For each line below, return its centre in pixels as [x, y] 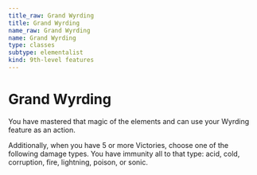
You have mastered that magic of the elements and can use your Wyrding [129, 121]
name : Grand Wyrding [43, 38]
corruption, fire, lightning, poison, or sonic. [78, 162]
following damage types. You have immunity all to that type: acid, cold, [124, 154]
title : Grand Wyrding [44, 23]
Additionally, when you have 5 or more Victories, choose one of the [119, 145]
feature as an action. [42, 130]
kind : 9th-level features [51, 60]
